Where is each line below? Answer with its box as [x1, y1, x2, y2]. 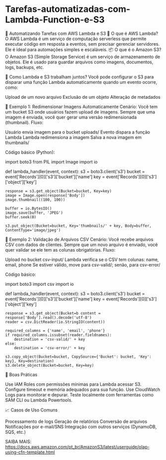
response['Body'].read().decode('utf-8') [5, 315, 92, 320]
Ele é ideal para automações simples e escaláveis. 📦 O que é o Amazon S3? [5, 46, 162, 53]
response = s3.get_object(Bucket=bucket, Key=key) [5, 189, 112, 194]
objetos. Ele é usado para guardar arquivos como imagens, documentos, [5, 59, 154, 65]
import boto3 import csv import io [5, 281, 74, 287]
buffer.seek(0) [5, 214, 37, 219]
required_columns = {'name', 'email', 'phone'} [5, 328, 106, 333]
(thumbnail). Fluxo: [5, 119, 44, 125]
